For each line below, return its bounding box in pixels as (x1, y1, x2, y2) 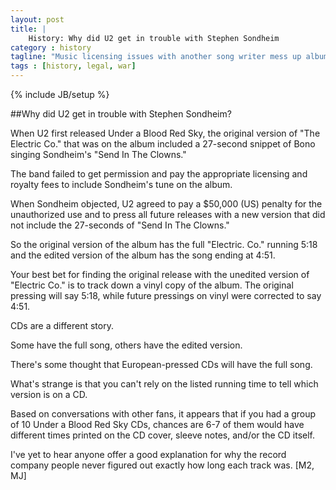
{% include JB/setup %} (10, 89, 110, 100)
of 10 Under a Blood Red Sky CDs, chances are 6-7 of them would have (10, 419, 305, 430)
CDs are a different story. (10, 320, 114, 331)
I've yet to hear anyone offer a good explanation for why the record (10, 449, 287, 460)
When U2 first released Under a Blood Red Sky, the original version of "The (10, 127, 321, 139)
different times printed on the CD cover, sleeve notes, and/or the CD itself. (10, 429, 316, 441)
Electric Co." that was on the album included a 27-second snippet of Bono (10, 138, 316, 150)
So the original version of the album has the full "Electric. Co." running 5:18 (10, 239, 318, 250)
